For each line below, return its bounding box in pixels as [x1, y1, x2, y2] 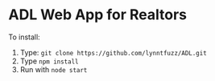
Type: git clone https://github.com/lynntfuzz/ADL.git [19, 47, 207, 57]
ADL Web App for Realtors [8, 6, 188, 24]
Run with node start [19, 64, 88, 74]
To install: [8, 32, 40, 42]
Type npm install [19, 56, 79, 66]
